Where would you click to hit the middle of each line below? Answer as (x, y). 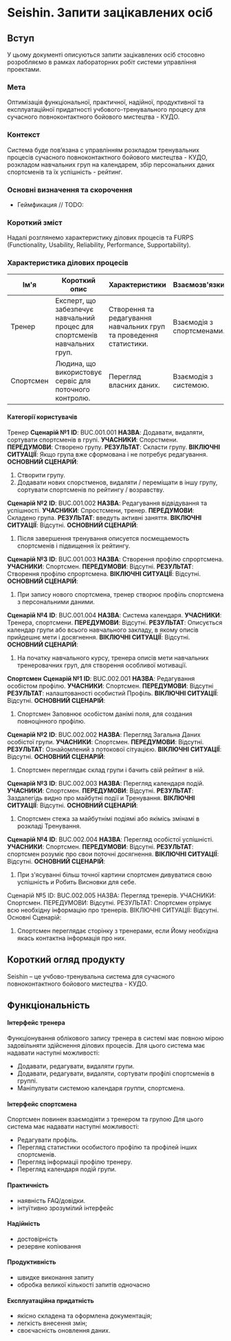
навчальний (75, 318)
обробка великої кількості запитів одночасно (84, 1284)
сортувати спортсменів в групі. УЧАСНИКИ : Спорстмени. (93, 439)
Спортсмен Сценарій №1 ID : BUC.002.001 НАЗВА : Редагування (101, 678)
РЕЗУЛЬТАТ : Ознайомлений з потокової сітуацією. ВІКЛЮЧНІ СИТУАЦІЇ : (114, 749)
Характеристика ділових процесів (68, 263)
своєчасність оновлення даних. (64, 1331)
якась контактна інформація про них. (72, 938)
